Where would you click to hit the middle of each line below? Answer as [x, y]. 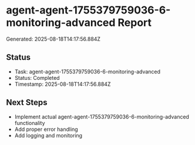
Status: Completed [37, 77]
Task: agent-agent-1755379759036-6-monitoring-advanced [87, 72]
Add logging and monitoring [48, 135]
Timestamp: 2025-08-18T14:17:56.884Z [63, 84]
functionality [30, 123]
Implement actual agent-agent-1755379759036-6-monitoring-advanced [102, 117]
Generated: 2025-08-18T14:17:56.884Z [53, 39]
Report [135, 23]
